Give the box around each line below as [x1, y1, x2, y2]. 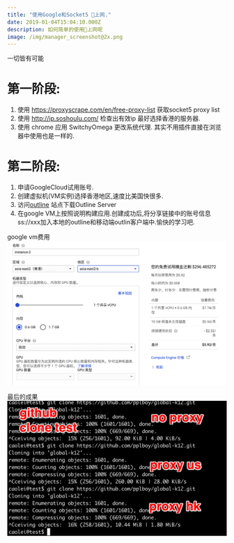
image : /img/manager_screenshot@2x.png [7, 33, 123, 40]
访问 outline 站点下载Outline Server [17, 201, 117, 209]
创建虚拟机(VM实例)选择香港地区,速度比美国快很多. [17, 192, 164, 200]
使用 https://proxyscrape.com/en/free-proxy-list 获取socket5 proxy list [17, 105, 220, 114]
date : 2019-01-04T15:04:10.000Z [7, 18, 101, 26]
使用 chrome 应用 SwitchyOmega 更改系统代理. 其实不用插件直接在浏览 [17, 123, 221, 132]
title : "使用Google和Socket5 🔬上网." [7, 11, 111, 18]
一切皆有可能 [7, 54, 44, 63]
